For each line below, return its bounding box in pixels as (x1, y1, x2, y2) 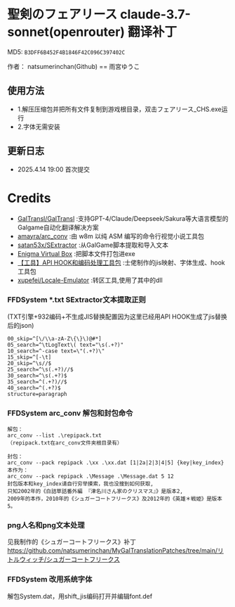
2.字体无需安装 (17, 122, 61, 131)
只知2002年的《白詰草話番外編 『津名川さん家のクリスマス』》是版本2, (7, 488, 184, 495)
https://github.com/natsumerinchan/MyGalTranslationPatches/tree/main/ (7, 547, 218, 555)
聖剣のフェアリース (7, 6, 118, 23)
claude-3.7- (120, 6, 191, 23)
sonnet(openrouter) (7, 24, 125, 40)
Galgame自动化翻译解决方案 (17, 223, 100, 231)
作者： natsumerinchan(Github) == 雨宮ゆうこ (7, 62, 140, 70)
